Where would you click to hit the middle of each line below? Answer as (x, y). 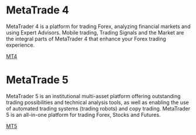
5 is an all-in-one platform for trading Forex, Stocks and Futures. (83, 115)
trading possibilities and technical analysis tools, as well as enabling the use (97, 102)
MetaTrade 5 (37, 80)
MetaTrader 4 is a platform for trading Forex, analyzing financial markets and (98, 26)
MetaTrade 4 (37, 10)
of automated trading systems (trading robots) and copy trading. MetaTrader (98, 108)
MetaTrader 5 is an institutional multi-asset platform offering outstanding (93, 96)
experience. (20, 45)
